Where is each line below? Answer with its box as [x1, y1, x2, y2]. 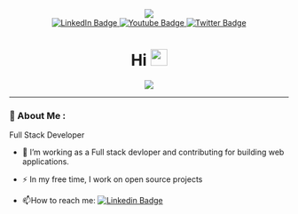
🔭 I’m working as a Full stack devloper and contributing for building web [21, 147, 285, 158]
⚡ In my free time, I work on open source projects [21, 174, 203, 185]
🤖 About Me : [9, 109, 67, 122]
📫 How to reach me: [21, 195, 96, 206]
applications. [21, 156, 69, 167]
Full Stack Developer [9, 130, 85, 140]
